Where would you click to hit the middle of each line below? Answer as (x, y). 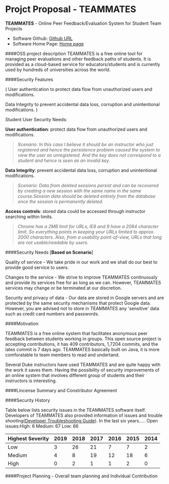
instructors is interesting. (31, 381)
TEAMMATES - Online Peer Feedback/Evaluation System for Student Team (83, 23)
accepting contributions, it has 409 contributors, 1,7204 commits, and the (82, 344)
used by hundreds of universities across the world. (58, 70)
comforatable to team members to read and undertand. (63, 355)
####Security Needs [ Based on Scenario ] (49, 252)
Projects (14, 28)
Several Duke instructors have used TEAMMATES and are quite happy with (83, 364)
